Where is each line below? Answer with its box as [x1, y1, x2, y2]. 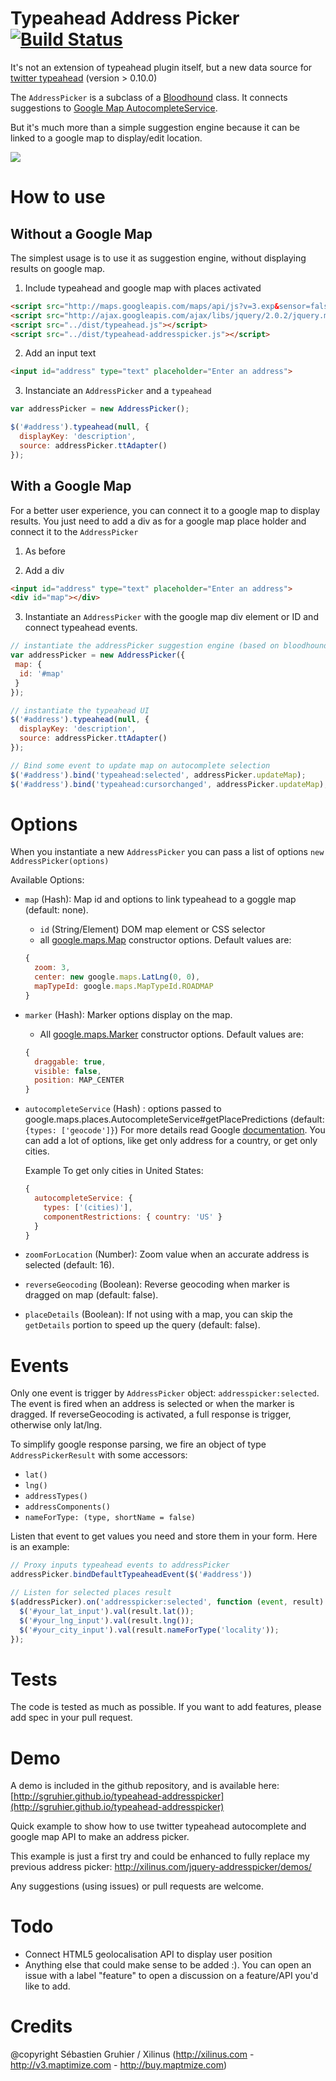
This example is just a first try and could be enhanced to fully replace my [10, 1850, 310, 1862]
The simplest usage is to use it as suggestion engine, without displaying [10, 252, 307, 264]
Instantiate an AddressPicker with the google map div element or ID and [24, 611, 319, 623]
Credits [10, 2015, 73, 2038]
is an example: [10, 1541, 70, 1553]
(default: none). [24, 904, 89, 916]
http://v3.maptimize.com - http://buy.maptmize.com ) [10, 2059, 228, 2071]
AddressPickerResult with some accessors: [10, 1449, 188, 1461]
